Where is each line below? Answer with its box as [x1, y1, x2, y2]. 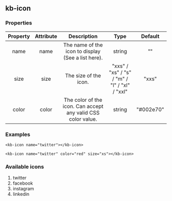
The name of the [63, 41, 103, 48]
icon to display [66, 48, 101, 55]
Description [68, 33, 98, 40]
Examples [5, 130, 31, 138]
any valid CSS [66, 109, 100, 116]
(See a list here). [63, 54, 103, 61]
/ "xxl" [112, 88, 128, 95]
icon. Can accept [62, 102, 103, 109]
